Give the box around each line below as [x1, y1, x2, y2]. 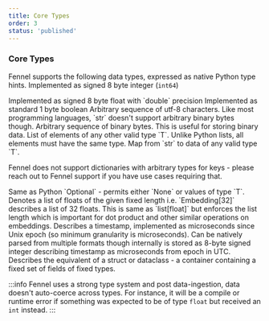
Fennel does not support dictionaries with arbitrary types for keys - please [8, 163, 255, 172]
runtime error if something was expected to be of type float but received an [8, 296, 261, 306]
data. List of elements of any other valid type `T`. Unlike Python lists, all [8, 130, 244, 139]
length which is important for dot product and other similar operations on [8, 212, 249, 222]
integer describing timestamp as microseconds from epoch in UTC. [8, 246, 231, 256]
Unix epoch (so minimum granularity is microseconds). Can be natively [8, 229, 243, 239]
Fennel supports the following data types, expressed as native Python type [8, 72, 256, 81]
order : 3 [8, 19, 38, 27]
